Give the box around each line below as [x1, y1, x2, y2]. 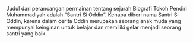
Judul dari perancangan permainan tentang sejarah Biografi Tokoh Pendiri [6, 5, 187, 12]
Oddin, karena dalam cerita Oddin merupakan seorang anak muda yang [6, 18, 181, 24]
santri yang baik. [6, 30, 47, 37]
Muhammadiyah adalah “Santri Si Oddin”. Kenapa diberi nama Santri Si [6, 11, 179, 18]
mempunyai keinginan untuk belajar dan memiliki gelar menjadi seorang [6, 24, 182, 31]
